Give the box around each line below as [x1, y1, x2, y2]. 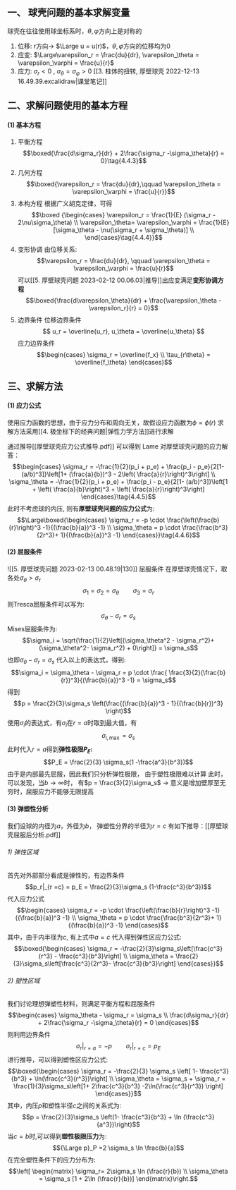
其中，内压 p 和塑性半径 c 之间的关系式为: [7, 1101, 122, 1110]
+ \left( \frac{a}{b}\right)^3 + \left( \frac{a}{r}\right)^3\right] [32, 485, 205, 493]
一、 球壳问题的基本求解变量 [7, 6, 130, 19]
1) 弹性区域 [7, 848, 39, 856]
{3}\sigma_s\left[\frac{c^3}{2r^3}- [13, 959, 111, 968]
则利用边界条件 [7, 1031, 51, 1039]
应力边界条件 [17, 339, 55, 348]
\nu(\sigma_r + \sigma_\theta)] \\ [100, 226, 194, 234]
